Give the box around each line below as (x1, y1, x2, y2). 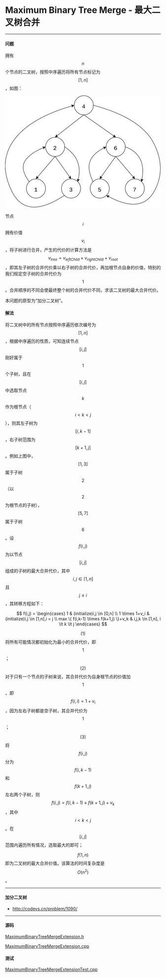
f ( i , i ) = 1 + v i (71, 698, 95, 706)
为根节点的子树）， (5, 502, 42, 508)
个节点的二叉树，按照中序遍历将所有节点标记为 (5, 69, 100, 75)
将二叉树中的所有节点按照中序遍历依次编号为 (5, 322, 96, 328)
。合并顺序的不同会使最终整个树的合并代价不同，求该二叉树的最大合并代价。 (5, 287, 161, 293)
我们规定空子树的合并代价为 (5, 271, 62, 277)
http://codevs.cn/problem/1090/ (12, 906, 78, 912)
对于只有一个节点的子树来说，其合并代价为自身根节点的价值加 (5, 674, 131, 680)
